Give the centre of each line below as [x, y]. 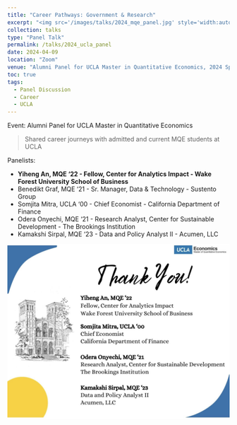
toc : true [22, 74]
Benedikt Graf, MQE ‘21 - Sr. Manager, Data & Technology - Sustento [117, 189]
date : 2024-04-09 [33, 52]
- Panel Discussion [42, 89]
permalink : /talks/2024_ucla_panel [60, 45]
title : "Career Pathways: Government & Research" [82, 15]
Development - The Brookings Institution [77, 227]
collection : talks [34, 30]
